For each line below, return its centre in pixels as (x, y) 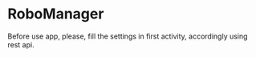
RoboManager (56, 14)
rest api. (21, 44)
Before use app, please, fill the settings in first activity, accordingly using (128, 36)
